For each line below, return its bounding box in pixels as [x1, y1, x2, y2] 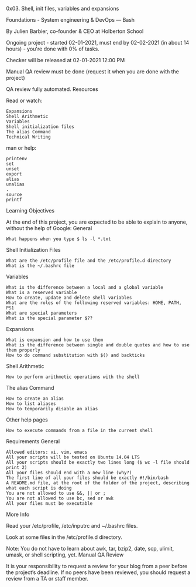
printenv [6, 156, 27, 161]
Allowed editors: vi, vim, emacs [6, 449, 88, 455]
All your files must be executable [6, 501, 93, 507]
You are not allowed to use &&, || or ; [6, 490, 106, 496]
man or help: [6, 144, 37, 151]
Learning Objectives [6, 207, 54, 214]
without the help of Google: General [6, 225, 92, 231]
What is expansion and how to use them [6, 337, 104, 343]
